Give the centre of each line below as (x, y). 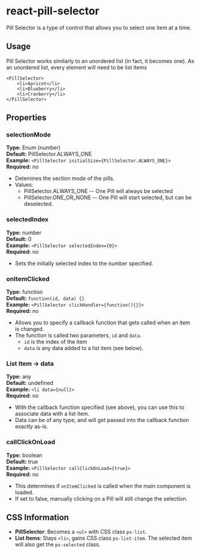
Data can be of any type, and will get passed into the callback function (102, 420)
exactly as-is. (31, 426)
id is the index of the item (55, 342)
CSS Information (38, 518)
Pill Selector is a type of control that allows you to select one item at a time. (99, 28)
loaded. (24, 492)
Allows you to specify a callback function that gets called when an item (102, 323)
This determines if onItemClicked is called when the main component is (103, 486)
